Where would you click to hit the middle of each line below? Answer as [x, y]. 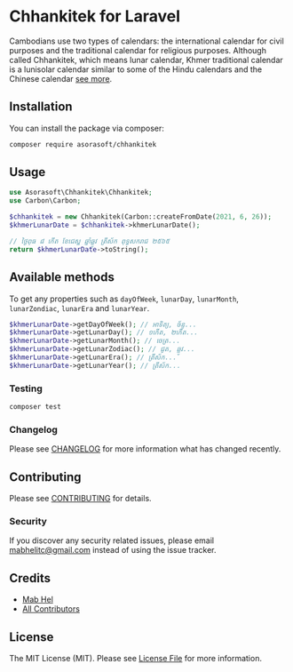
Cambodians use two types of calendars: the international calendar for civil [146, 41]
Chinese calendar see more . [61, 78]
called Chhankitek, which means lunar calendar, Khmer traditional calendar [146, 60]
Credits [30, 578]
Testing [26, 388]
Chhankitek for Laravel [95, 16]
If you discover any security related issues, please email [112, 540]
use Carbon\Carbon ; [45, 201]
